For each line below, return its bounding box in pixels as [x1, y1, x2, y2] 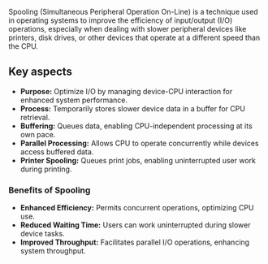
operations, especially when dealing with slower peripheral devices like [8, 24, 247, 33]
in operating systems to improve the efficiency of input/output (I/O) [8, 15, 233, 25]
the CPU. [8, 41, 39, 51]
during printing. [19, 164, 72, 174]
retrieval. [19, 112, 50, 122]
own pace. [19, 129, 56, 139]
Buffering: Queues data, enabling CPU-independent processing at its [19, 121, 253, 131]
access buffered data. [19, 146, 94, 157]
